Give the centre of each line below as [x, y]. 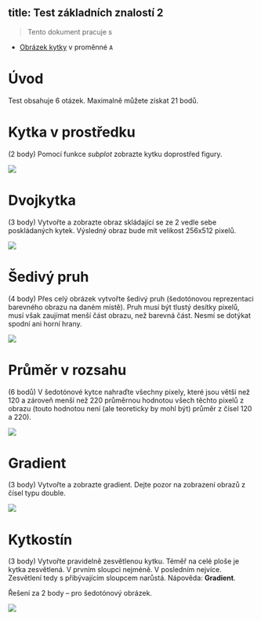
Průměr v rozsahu [67, 370]
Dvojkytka [42, 200]
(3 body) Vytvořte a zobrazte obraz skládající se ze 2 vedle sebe [112, 222]
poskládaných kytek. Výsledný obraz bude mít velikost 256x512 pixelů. [122, 230]
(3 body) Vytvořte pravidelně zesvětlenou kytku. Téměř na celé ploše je [124, 561]
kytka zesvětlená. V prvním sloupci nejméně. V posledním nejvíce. [115, 570]
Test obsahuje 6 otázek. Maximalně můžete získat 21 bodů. [103, 100]
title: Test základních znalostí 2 [86, 13]
